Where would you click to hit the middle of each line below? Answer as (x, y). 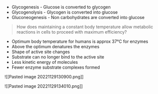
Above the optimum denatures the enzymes (55, 47)
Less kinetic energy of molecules (45, 62)
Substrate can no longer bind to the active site (58, 57)
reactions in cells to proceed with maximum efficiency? (71, 32)
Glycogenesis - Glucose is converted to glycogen (61, 7)
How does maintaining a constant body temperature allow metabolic (85, 27)
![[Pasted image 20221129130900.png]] (44, 77)
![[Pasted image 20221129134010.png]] (44, 86)
